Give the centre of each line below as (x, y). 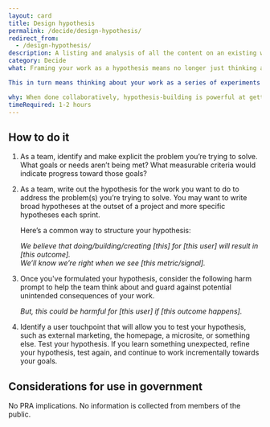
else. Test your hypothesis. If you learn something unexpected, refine (135, 344)
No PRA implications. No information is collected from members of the (125, 406)
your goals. (39, 361)
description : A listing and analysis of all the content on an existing (133, 53)
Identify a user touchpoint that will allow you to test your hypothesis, (133, 327)
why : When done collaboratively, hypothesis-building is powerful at (127, 97)
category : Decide (37, 61)
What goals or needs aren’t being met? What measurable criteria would (138, 165)
